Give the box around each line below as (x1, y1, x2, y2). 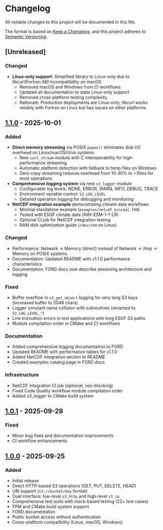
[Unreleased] (5, 48, 46, 56)
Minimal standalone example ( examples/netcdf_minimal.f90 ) (19, 207, 140, 213)
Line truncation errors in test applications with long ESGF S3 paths (12, 315, 145, 321)
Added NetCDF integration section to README (12, 354, 106, 360)
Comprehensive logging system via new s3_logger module (12, 181, 132, 187)
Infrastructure (5, 372, 39, 378)
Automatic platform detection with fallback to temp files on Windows (19, 165, 157, 171)
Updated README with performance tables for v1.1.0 (12, 349, 118, 355)
